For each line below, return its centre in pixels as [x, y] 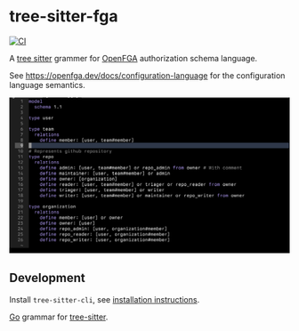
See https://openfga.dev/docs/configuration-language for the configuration [147, 75]
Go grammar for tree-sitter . [59, 317]
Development [48, 278]
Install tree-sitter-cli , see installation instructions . [105, 299]
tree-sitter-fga [64, 16]
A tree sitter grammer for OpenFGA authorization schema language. [133, 58]
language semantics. [48, 85]
